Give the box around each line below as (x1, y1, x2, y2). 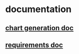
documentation (5, 4, 72, 15)
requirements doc (5, 40, 63, 49)
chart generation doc (5, 24, 74, 32)
